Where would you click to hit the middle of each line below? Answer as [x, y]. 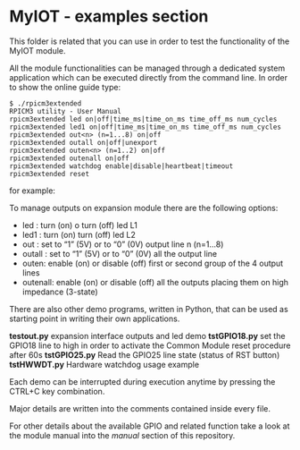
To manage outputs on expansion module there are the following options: [144, 208]
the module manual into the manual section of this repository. [122, 435]
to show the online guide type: [65, 87]
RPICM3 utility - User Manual [66, 111]
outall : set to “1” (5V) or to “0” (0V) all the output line [119, 253]
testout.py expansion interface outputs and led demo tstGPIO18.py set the [147, 335]
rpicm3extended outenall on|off [69, 158]
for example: [33, 191]
